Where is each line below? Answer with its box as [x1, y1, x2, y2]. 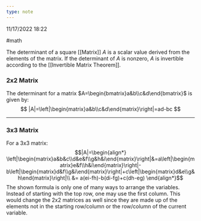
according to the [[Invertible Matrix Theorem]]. [6, 61, 121, 68]
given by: [6, 96, 29, 103]
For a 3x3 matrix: [6, 140, 48, 147]
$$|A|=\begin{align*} [74, 149, 127, 156]
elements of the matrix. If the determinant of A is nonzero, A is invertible [6, 55, 184, 62]
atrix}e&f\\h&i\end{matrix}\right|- [59, 162, 142, 169]
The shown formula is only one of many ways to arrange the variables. [6, 184, 180, 191]
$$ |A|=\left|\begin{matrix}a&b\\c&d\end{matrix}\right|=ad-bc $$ [20, 105, 181, 113]
